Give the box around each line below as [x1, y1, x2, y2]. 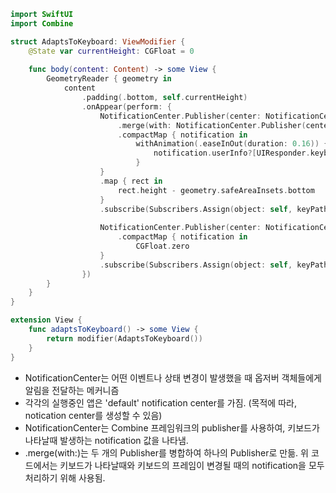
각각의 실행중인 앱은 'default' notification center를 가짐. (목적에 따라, [24, 396, 297, 409]
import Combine [10, 18, 74, 29]
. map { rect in [99, 176, 163, 186]
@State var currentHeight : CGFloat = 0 [28, 46, 195, 56]
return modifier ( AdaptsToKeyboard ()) [46, 333, 203, 344]
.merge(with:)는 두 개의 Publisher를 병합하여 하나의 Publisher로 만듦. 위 [24, 446, 309, 459]
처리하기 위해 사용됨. [24, 471, 106, 484]
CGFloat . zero [135, 241, 190, 251]
